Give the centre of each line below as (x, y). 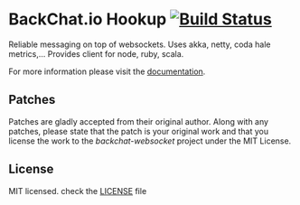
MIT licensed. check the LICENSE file (78, 191)
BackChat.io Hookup (88, 19)
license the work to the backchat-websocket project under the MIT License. (150, 141)
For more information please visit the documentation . (107, 71)
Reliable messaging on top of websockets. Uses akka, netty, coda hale (140, 44)
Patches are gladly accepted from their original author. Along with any (138, 121)
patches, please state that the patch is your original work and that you (138, 131)
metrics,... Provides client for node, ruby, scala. (96, 53)
